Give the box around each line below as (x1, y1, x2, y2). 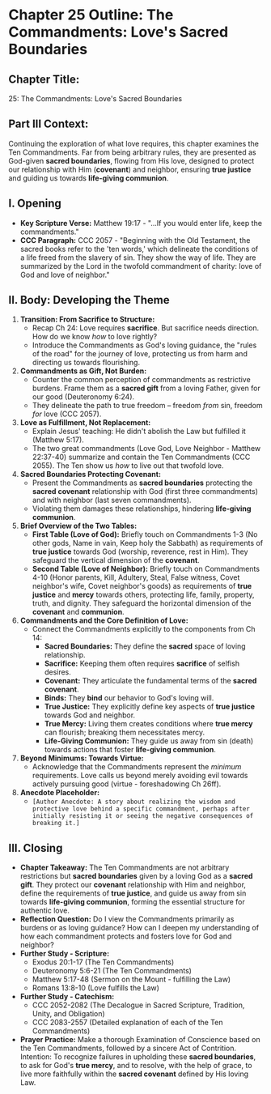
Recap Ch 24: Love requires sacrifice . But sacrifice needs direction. (32, 323, 260, 333)
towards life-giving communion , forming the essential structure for (19, 897, 245, 907)
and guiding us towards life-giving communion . (8, 172, 169, 183)
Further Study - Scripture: (19, 949, 110, 959)
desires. (44, 667, 71, 677)
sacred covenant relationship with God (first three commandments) (32, 487, 259, 496)
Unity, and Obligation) (32, 1009, 105, 1019)
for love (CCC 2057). (32, 409, 102, 419)
